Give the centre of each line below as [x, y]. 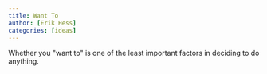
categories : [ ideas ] [43, 30]
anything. [24, 61]
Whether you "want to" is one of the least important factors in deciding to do [134, 53]
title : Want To [33, 16]
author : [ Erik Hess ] [43, 23]
